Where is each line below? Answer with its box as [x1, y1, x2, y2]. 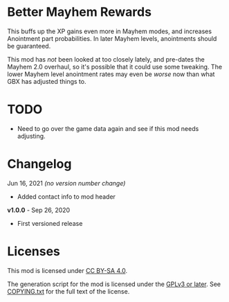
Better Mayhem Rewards [7, 4, 152, 20]
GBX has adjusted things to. [7, 77, 86, 85]
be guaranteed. [7, 42, 51, 50]
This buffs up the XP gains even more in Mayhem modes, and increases [7, 27, 212, 35]
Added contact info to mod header [17, 192, 116, 201]
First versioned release [17, 219, 83, 227]
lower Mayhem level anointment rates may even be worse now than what [7, 70, 215, 78]
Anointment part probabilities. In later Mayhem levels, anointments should [7, 34, 217, 42]
